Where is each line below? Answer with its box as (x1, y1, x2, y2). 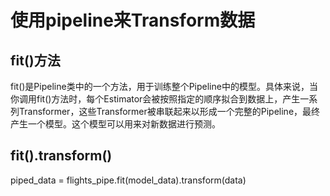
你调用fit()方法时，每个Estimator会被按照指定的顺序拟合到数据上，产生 (10, 93, 301, 105)
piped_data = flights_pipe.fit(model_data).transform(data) (10, 174, 247, 186)
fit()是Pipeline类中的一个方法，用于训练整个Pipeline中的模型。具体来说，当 (10, 81, 318, 92)
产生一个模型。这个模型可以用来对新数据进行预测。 (10, 118, 221, 130)
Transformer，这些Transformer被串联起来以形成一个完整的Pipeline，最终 (18, 106, 321, 117)
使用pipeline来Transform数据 (10, 9, 256, 32)
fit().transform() (10, 147, 113, 165)
